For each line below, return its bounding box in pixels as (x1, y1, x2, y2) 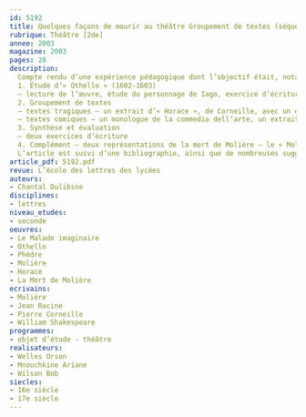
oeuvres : (9, 225, 43, 234)
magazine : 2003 (9, 47, 67, 56)
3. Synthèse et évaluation (17, 124, 120, 133)
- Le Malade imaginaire (9, 233, 100, 242)
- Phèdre (9, 250, 43, 259)
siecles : (9, 377, 43, 387)
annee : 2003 (9, 38, 55, 48)
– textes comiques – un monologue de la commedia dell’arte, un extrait (17, 115, 300, 124)
